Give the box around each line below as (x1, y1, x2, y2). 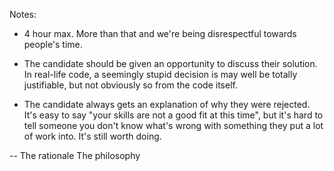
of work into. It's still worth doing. (23, 130, 162, 142)
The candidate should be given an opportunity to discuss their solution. (23, 58, 318, 69)
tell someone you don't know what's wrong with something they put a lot (23, 120, 324, 131)
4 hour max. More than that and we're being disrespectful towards (23, 28, 297, 39)
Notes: (9, 9, 37, 20)
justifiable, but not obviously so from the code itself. (23, 79, 238, 91)
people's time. (23, 39, 83, 50)
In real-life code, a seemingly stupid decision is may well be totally (23, 69, 298, 80)
